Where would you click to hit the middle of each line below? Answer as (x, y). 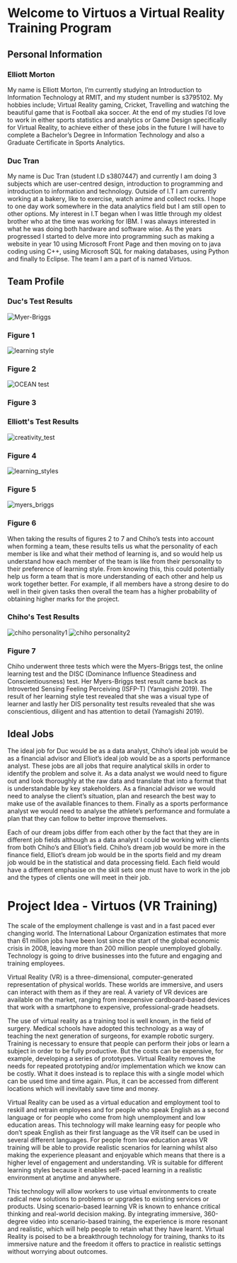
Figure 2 (22, 369)
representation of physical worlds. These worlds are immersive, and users (115, 984)
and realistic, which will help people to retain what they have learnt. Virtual (116, 1229)
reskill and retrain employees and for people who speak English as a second (118, 1109)
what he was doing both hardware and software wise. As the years (105, 229)
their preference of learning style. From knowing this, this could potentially (116, 569)
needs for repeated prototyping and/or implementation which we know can (117, 1066)
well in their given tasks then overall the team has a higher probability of (112, 591)
